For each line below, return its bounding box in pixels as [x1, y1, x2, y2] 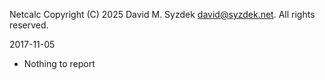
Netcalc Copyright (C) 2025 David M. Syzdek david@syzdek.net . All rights [9, 9, 316, 20]
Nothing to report [23, 58, 96, 69]
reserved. [9, 19, 49, 31]
